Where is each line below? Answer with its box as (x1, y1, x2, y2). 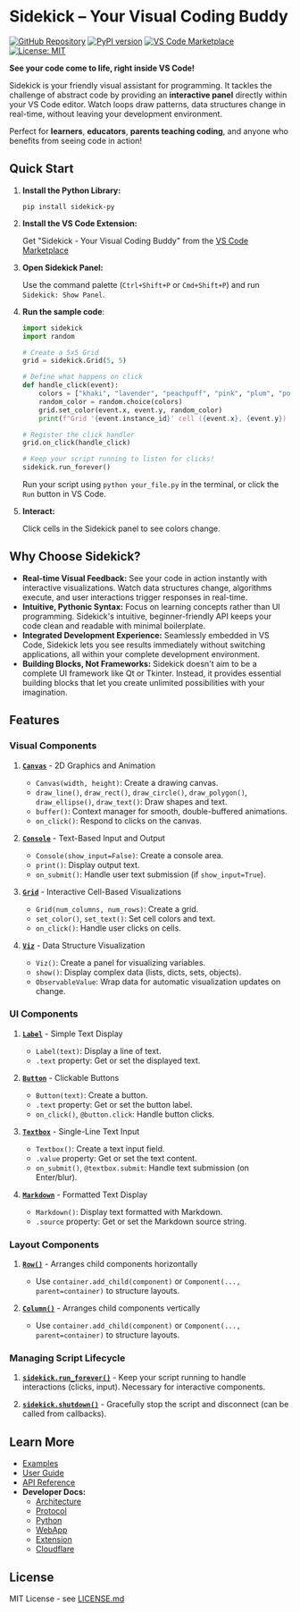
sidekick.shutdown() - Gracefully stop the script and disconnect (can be (21, 1399, 289, 1410)
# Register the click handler (21, 430, 136, 439)
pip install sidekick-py (21, 202, 115, 211)
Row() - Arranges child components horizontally (21, 1259, 198, 1270)
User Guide (21, 1468, 64, 1479)
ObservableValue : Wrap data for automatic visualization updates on (35, 976, 281, 987)
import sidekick (21, 324, 83, 333)
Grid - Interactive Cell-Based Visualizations (21, 886, 181, 897)
